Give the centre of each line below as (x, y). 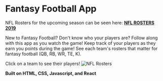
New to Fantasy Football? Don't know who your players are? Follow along (81, 38)
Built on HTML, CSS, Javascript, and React (51, 73)
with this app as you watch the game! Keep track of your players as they (80, 43)
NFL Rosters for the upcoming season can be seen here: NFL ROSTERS (80, 23)
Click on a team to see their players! (43, 63)
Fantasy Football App (51, 9)
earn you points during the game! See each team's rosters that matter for (81, 48)
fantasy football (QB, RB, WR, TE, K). (44, 54)
